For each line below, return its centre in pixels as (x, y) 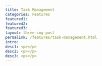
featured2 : (16, 24)
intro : (12, 42)
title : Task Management (30, 10)
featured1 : (16, 19)
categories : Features (28, 14)
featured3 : (16, 28)
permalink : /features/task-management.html (51, 38)
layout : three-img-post (30, 33)
